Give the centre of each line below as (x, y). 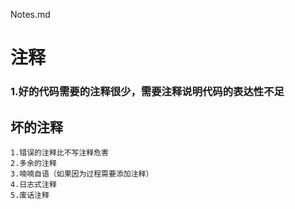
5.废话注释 (30, 195)
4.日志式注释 (33, 184)
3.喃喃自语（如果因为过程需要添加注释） (82, 174)
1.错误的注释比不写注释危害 (60, 152)
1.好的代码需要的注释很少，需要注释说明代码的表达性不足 (147, 92)
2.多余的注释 (33, 163)
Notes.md (30, 14)
